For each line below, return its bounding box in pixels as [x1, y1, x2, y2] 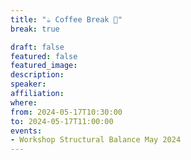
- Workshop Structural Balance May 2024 [10, 135, 182, 145]
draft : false [10, 42, 65, 52]
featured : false [10, 51, 78, 61]
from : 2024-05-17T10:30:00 [10, 107, 123, 117]
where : [10, 97, 38, 108]
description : [10, 70, 65, 80]
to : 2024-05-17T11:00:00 [10, 116, 114, 126]
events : [10, 126, 43, 136]
